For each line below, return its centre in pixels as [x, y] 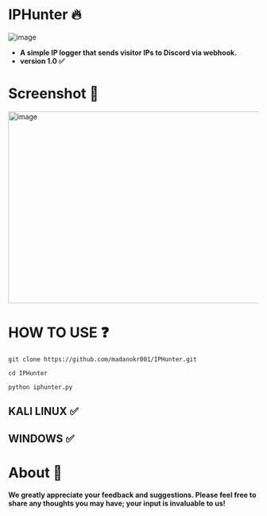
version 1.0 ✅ [42, 60]
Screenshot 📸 [54, 94]
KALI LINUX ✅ [43, 411]
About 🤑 [35, 473]
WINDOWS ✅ [41, 438]
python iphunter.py [41, 387]
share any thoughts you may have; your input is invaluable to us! [117, 503]
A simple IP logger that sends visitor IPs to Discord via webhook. [128, 52]
